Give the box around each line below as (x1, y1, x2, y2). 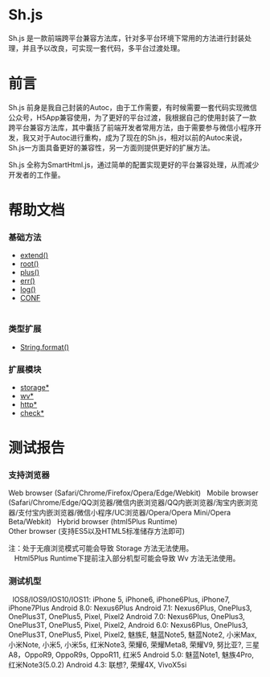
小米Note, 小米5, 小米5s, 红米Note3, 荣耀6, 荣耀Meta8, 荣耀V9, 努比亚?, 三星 (8, 639, 260, 649)
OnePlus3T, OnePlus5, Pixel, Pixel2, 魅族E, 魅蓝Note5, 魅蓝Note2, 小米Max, (8, 630, 257, 639)
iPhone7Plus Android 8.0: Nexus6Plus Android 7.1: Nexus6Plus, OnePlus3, (8, 603, 252, 613)
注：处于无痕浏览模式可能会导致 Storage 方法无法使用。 (8, 544, 194, 553)
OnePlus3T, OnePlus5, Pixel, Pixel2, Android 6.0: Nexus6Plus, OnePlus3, (8, 620, 248, 630)
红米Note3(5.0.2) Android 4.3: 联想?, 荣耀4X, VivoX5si (8, 659, 187, 669)
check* (19, 408, 44, 417)
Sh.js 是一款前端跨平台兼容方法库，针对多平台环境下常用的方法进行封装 (8, 33, 245, 43)
